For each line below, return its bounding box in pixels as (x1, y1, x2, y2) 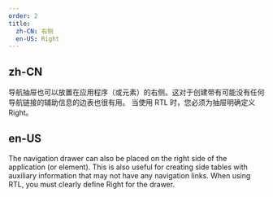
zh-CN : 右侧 (15, 27, 54, 35)
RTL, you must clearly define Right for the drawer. (8, 179, 175, 189)
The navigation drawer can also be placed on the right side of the (8, 153, 227, 163)
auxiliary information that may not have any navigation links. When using (8, 170, 251, 180)
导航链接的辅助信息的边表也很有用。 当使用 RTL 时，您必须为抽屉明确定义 (8, 98, 256, 107)
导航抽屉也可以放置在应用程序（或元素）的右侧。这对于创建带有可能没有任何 (8, 87, 265, 98)
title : (8, 20, 31, 28)
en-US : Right (15, 34, 60, 43)
